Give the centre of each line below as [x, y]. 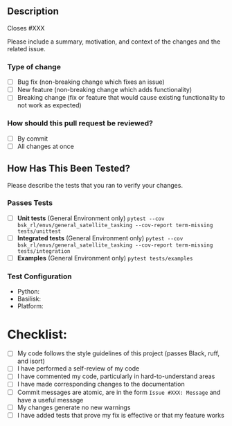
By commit [33, 139]
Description [33, 11]
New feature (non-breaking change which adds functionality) [105, 90]
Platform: [30, 306]
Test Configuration [39, 276]
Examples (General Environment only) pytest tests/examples [105, 258]
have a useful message [50, 400]
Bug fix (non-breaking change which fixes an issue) [91, 82]
